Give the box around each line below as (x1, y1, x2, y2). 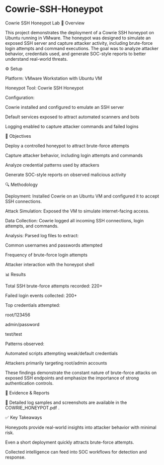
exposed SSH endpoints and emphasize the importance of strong (5, 374, 139, 381)
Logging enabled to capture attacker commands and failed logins (5, 123, 139, 129)
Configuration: (5, 94, 35, 100)
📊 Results (5, 271, 26, 277)
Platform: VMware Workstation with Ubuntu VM (5, 75, 102, 81)
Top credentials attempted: (5, 302, 61, 308)
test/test (5, 331, 22, 337)
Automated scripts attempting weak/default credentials (5, 350, 118, 356)
